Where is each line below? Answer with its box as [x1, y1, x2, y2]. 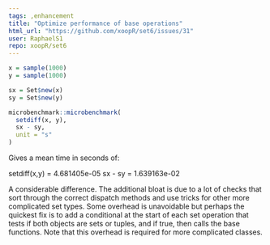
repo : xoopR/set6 [8, 42, 67, 50]
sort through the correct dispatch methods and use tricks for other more [8, 193, 250, 202]
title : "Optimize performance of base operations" [8, 19, 183, 27]
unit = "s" [15, 131, 53, 139]
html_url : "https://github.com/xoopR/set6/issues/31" [8, 27, 195, 35]
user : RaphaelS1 [8, 34, 63, 43]
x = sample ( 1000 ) [8, 64, 67, 73]
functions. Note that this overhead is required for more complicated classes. [8, 227, 264, 237]
